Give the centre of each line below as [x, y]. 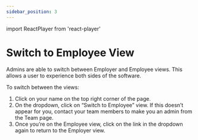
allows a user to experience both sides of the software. [74, 76]
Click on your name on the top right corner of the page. [83, 98]
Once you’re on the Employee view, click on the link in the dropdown [99, 124]
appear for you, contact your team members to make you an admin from [103, 111]
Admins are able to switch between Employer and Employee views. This [95, 69]
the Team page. [34, 117]
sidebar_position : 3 [32, 12]
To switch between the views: [43, 87]
